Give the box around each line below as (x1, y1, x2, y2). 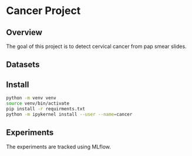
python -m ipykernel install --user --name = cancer (6, 111, 133, 117)
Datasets (6, 60, 40, 70)
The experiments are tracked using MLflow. (6, 143, 112, 150)
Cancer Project (6, 4, 81, 18)
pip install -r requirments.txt (6, 106, 85, 112)
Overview (6, 27, 43, 37)
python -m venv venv (6, 95, 57, 101)
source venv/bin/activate (6, 100, 69, 106)
